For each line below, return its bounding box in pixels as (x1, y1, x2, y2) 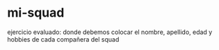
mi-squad (7, 5, 65, 21)
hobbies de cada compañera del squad (7, 35, 120, 43)
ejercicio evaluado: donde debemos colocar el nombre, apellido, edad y (7, 28, 213, 36)
